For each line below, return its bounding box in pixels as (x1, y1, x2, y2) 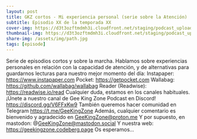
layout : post (6, 8, 38, 15)
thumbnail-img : (6, 30, 43, 36)
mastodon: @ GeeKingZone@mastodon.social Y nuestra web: (6, 120, 154, 127)
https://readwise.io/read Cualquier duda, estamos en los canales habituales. (6, 89, 191, 96)
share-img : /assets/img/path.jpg (6, 36, 88, 42)
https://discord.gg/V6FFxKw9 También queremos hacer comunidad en (6, 101, 177, 108)
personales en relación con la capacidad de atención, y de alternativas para (6, 63, 189, 70)
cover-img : (6, 25, 33, 31)
